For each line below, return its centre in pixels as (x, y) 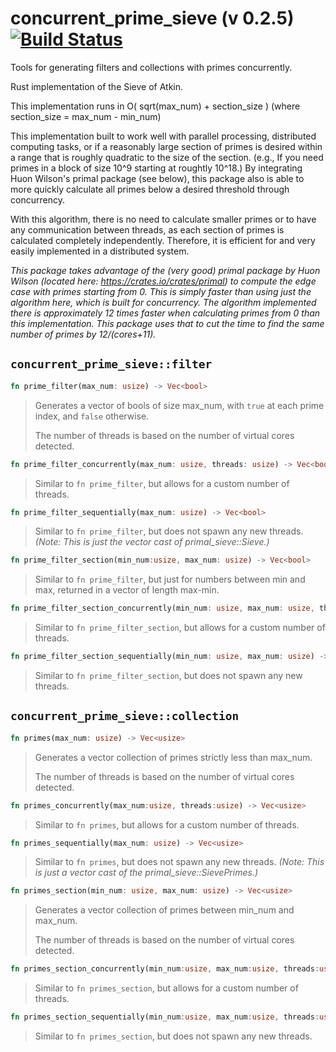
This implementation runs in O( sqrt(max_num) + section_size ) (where (155, 106)
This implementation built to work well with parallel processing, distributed (163, 136)
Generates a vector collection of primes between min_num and (164, 910)
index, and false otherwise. (92, 416)
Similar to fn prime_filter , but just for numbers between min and (170, 579)
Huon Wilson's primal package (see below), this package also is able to (157, 178)
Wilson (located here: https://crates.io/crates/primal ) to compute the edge (163, 281)
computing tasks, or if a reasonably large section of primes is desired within (166, 146)
